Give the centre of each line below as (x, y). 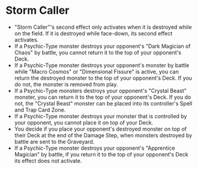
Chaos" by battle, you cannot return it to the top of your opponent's (97, 52)
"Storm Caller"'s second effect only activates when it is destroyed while (103, 27)
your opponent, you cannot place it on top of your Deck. (84, 122)
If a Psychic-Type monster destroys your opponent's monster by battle (102, 65)
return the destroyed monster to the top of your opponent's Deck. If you (103, 78)
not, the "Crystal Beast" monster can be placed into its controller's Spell (103, 103)
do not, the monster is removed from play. (66, 84)
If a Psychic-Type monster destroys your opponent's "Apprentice (94, 148)
